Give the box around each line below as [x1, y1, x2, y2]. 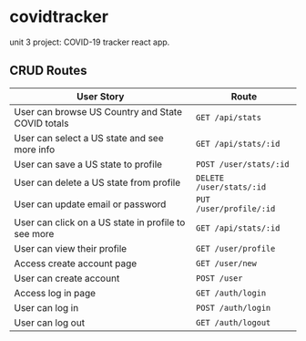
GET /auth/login [195, 287, 267, 298]
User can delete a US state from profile [14, 176, 180, 189]
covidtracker [9, 6, 109, 27]
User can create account [14, 272, 120, 284]
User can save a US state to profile [14, 158, 162, 170]
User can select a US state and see [14, 131, 164, 144]
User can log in [14, 301, 79, 314]
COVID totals [14, 117, 69, 129]
